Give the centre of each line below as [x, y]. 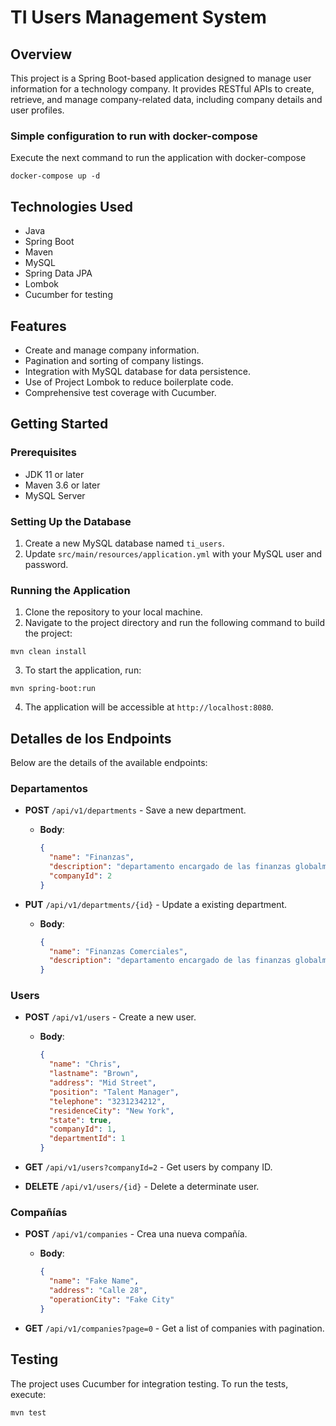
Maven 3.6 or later [62, 485]
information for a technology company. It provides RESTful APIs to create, [162, 89]
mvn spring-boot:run [53, 689]
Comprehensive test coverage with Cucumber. [120, 392]
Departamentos [49, 788]
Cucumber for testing [68, 295]
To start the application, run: [83, 670]
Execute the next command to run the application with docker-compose [158, 158]
